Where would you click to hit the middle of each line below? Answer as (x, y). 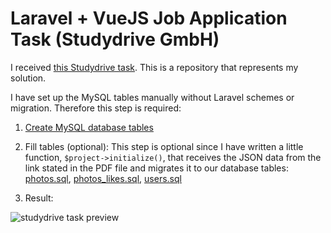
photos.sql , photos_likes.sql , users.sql (103, 178)
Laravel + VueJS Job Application (149, 18)
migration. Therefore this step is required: (96, 108)
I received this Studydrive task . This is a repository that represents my (154, 67)
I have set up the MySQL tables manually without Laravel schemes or (152, 97)
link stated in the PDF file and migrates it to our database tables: (156, 168)
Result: (39, 198)
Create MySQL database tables (89, 127)
